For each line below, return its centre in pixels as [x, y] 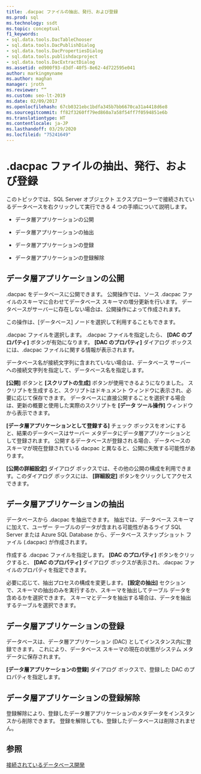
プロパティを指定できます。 [56, 570]
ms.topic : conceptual [33, 29]
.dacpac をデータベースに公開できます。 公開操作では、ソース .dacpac [94, 294]
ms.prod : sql [22, 17]
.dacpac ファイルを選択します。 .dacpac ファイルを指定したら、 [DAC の [97, 335]
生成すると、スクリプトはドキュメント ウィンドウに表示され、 [109, 390]
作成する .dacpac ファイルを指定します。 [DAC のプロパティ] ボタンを [93, 555]
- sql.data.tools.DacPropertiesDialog [55, 51]
